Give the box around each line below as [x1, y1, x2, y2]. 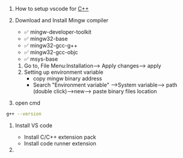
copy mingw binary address [33, 75, 102, 82]
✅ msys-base [23, 55, 58, 62]
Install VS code [14, 121, 53, 129]
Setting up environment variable [23, 68, 104, 76]
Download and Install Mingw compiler [14, 17, 109, 23]
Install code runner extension [23, 139, 96, 147]
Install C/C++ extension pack [23, 133, 96, 141]
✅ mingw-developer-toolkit [23, 28, 91, 35]
